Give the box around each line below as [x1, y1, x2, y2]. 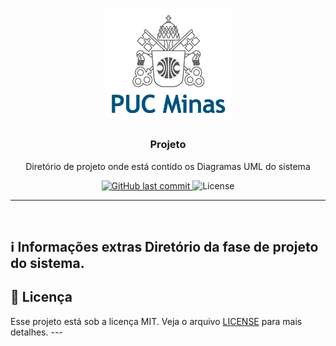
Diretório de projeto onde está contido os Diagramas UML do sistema [25, 160, 311, 172]
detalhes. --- [10, 326, 63, 338]
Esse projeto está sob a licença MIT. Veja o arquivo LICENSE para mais [10, 315, 303, 327]
